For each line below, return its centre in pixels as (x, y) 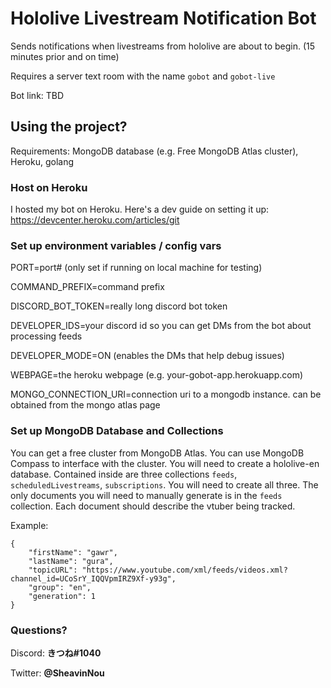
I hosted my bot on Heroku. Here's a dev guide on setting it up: (140, 209)
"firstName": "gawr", (73, 552)
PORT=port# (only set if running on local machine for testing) (136, 268)
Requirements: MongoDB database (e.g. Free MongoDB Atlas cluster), (154, 151)
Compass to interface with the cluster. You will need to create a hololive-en (165, 463)
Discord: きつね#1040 (56, 653)
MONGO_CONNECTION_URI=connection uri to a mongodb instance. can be (166, 394)
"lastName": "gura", (71, 561)
